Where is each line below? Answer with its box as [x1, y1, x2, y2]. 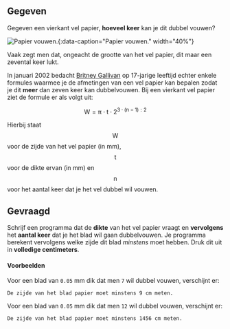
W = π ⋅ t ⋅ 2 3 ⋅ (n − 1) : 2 [84, 106, 147, 116]
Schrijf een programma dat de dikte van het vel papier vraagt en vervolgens [7, 224, 224, 232]
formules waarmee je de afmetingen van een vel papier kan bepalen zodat [7, 78, 218, 87]
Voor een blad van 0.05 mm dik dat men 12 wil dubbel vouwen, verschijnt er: [7, 302, 223, 310]
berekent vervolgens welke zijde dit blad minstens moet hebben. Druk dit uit [7, 238, 222, 246]
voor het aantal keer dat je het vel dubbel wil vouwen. [7, 185, 159, 193]
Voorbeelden [7, 261, 45, 269]
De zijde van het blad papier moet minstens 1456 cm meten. [7, 315, 183, 322]
